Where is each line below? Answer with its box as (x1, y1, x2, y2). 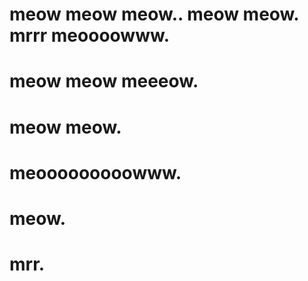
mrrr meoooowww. (9, 24, 171, 47)
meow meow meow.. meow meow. (9, 3, 299, 26)
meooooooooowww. (9, 161, 182, 184)
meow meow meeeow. (9, 70, 199, 93)
